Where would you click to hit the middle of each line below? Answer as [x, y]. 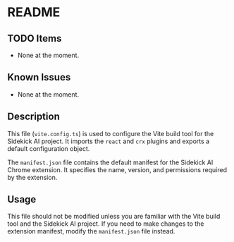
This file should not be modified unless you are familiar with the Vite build [114, 217]
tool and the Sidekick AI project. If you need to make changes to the [106, 224]
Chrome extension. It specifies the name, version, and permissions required [117, 169]
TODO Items [35, 38]
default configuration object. [49, 148]
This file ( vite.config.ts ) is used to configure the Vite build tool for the [111, 133]
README [34, 12]
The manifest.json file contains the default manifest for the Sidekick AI [110, 162]
